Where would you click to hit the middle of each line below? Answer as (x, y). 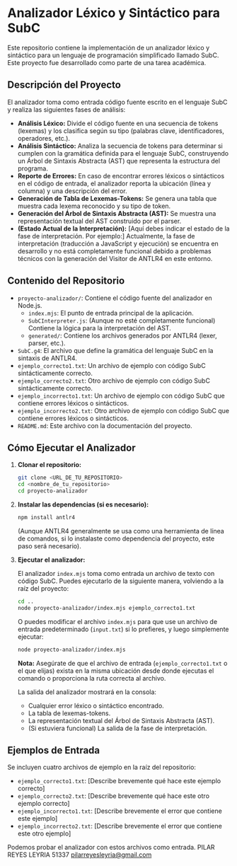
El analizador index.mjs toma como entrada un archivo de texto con (116, 573)
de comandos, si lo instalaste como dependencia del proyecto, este (116, 538)
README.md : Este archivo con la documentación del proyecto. (105, 425)
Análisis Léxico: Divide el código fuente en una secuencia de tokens (118, 123)
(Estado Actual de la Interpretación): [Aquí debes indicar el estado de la (123, 229)
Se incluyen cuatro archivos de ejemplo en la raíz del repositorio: (102, 767)
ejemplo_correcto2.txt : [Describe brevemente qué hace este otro (114, 796)
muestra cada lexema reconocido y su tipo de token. (94, 206)
